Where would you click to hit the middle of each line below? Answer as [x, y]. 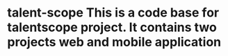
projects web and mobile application [114, 42]
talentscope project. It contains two [112, 27]
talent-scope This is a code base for [113, 13]
